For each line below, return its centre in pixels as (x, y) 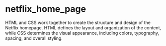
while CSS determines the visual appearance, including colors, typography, (82, 33)
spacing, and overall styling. (34, 38)
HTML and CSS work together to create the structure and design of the (78, 23)
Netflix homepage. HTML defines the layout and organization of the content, (83, 27)
